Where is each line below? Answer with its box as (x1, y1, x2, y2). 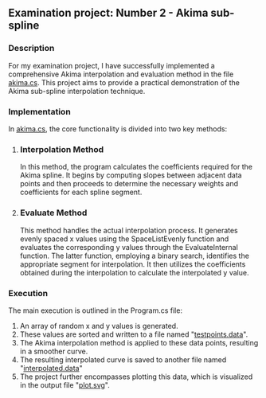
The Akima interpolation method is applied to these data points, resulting (19, 338, 259, 347)
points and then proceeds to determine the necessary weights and (19, 179, 239, 189)
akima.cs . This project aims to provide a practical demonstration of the (8, 77, 241, 87)
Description (8, 43, 55, 54)
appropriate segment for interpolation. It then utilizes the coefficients (19, 259, 246, 269)
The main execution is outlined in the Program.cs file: (8, 306, 183, 315)
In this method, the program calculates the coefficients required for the (19, 162, 253, 172)
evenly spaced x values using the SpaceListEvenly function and (19, 234, 229, 244)
